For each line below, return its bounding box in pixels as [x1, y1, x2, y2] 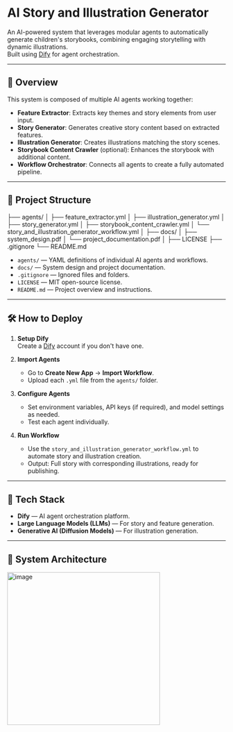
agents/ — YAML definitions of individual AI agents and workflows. [17, 256, 208, 264]
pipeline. [17, 167, 42, 176]
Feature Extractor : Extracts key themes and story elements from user [17, 108, 217, 117]
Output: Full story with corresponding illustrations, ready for [27, 460, 199, 468]
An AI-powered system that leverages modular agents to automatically [7, 28, 209, 36]
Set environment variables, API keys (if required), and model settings [27, 403, 224, 411]
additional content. [17, 153, 71, 161]
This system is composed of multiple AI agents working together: [7, 95, 193, 103]
